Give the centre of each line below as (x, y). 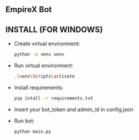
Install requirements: (39, 87)
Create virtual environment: (47, 44)
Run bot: (24, 121)
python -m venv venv (39, 54)
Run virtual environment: (44, 66)
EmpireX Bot (29, 10)
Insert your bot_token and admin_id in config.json (74, 109)
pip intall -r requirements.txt (53, 98)
